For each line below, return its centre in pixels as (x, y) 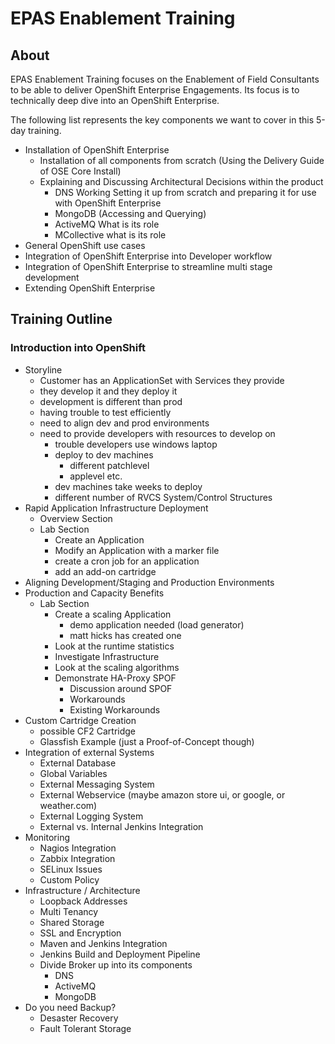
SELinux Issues (71, 869)
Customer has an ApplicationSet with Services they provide (162, 380)
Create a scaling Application (113, 614)
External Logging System (91, 816)
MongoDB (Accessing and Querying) (130, 213)
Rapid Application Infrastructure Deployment (116, 508)
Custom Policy (69, 879)
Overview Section (76, 518)
